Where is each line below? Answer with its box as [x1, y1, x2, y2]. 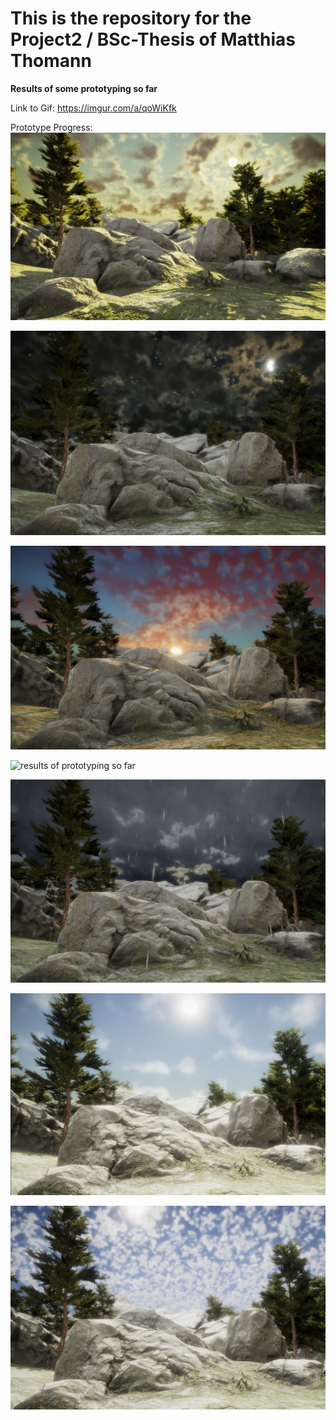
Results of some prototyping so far [10, 82, 158, 94]
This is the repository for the [10, 7, 252, 30]
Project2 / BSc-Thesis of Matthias [10, 28, 296, 51]
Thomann [10, 50, 92, 72]
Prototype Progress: [10, 121, 93, 133]
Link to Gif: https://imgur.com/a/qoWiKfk [10, 102, 177, 114]
